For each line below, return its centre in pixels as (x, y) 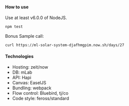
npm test (14, 27)
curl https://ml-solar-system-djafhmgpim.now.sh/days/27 (65, 45)
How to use (17, 7)
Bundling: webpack (32, 88)
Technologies (19, 56)
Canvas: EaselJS (29, 83)
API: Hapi (22, 78)
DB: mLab (22, 72)
